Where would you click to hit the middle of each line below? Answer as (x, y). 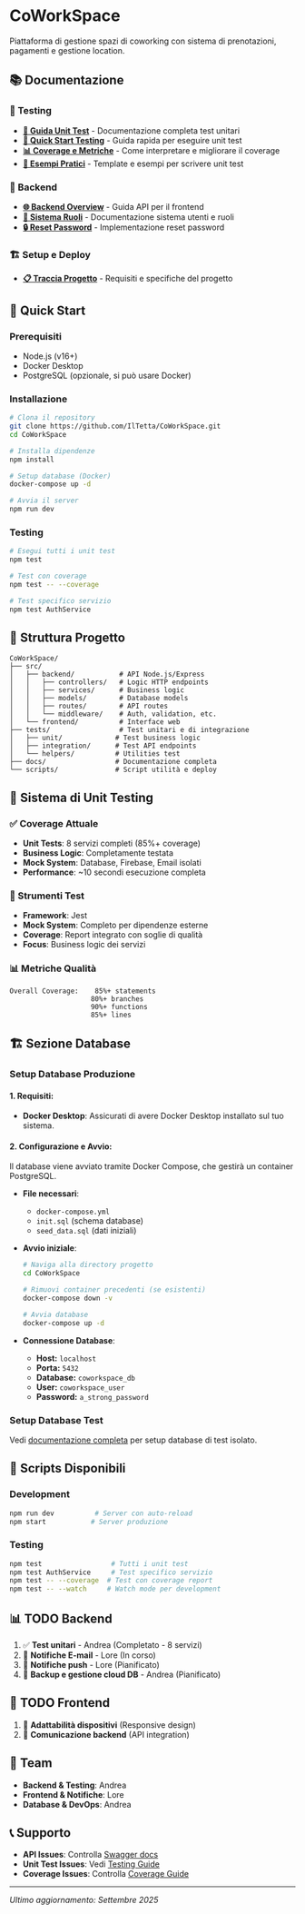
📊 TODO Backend (61, 1618)
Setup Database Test (56, 1420)
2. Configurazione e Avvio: (61, 1146)
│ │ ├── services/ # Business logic (97, 690)
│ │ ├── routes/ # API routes (89, 706)
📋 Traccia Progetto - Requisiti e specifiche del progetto (128, 279)
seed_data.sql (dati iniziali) (86, 1231)
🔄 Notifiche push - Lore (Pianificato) (91, 1665)
